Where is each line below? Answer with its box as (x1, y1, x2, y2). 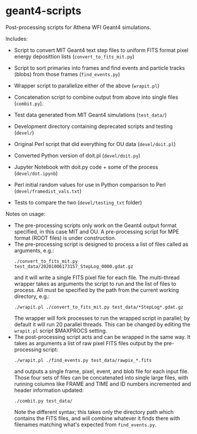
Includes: (5, 35, 28, 42)
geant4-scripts (5, 4, 82, 18)
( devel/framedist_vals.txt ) (14, 187, 82, 195)
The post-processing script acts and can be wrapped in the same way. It (14, 333, 191, 341)
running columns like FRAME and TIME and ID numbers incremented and (14, 380, 191, 387)
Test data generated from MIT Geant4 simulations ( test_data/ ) (14, 111, 167, 118)
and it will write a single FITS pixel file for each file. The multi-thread (14, 274, 180, 281)
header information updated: (14, 386, 84, 394)
